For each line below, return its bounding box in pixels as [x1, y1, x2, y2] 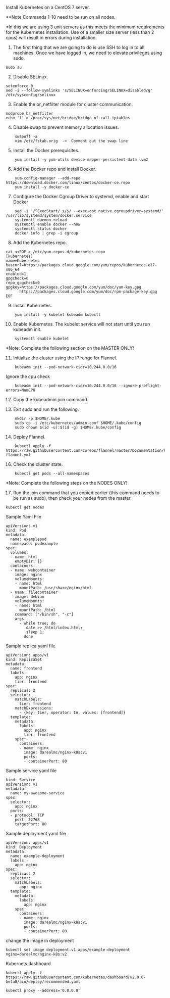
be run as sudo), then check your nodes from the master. [13, 495, 132, 501]
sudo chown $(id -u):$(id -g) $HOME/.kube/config [15, 425, 122, 430]
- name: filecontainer [10, 590, 58, 595]
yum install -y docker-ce [15, 184, 70, 189]
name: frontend [10, 666, 42, 671]
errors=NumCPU [6, 388, 36, 393]
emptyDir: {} [15, 559, 42, 564]
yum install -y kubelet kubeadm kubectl [15, 312, 101, 317]
